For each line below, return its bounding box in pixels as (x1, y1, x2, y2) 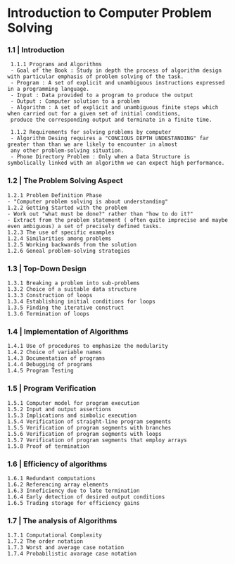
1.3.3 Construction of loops (7, 292, 93, 299)
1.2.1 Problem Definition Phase (7, 192, 102, 199)
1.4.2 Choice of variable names (7, 349, 102, 356)
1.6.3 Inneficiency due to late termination (7, 487, 140, 494)
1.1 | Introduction (7, 45, 65, 55)
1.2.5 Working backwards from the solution (7, 241, 137, 248)
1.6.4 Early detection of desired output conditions (7, 493, 165, 501)
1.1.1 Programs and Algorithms (10, 61, 102, 68)
